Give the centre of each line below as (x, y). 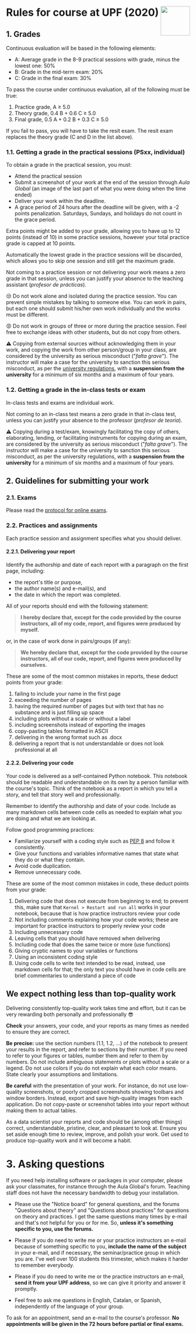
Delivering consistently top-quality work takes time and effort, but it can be (96, 1008)
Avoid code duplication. (43, 866)
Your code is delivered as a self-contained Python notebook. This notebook (97, 776)
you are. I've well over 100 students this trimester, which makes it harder (101, 1259)
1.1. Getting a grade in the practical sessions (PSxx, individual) (96, 152)
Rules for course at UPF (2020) (83, 13)
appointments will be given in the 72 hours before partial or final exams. (95, 1324)
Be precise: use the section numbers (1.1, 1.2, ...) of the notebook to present (97, 1043)
